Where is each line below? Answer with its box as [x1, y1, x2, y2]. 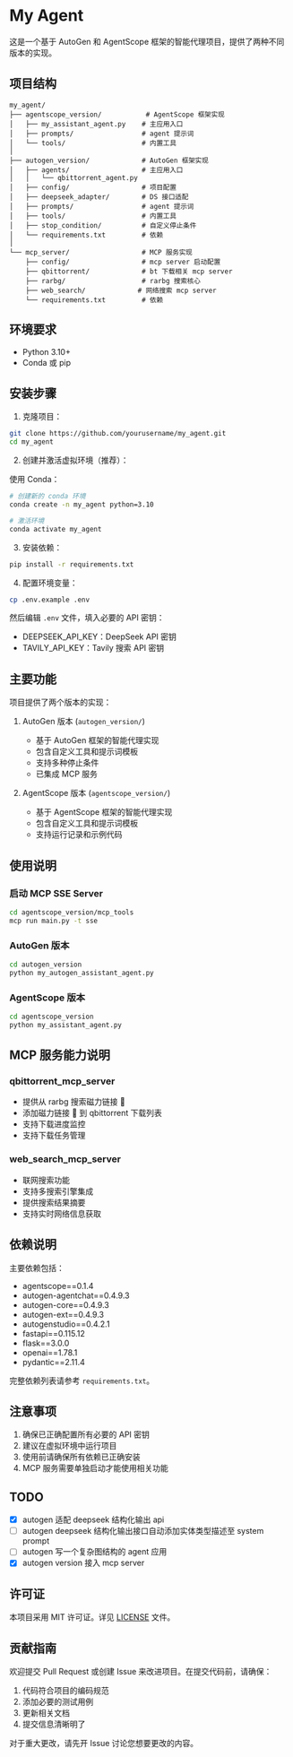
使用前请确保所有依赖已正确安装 [22, 1451, 141, 1462]
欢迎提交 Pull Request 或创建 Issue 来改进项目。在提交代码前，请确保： [9, 1666, 272, 1677]
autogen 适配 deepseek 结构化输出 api [22, 1514, 165, 1525]
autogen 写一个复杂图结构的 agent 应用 [22, 1546, 168, 1557]
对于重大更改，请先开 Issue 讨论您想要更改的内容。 [9, 1738, 199, 1749]
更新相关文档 [22, 1708, 70, 1718]
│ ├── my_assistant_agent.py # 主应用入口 [9, 119, 184, 128]
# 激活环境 [9, 516, 45, 525]
